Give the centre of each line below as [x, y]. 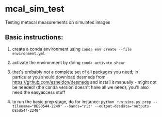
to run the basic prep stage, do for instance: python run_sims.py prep [81, 102]
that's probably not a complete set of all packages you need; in [75, 72]
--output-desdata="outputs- [123, 106]
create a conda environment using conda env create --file [72, 49]
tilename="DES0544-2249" [37, 106]
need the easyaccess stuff [39, 92]
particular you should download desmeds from [59, 77]
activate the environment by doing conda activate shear [68, 62]
